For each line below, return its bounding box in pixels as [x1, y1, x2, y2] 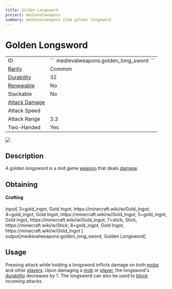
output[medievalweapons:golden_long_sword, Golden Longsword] [5, 233, 146, 239]
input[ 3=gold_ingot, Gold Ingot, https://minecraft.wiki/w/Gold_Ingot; [5, 206, 150, 212]
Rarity [8, 65, 22, 72]
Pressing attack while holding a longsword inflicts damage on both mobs [5, 261, 159, 267]
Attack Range [8, 115, 41, 123]
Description [5, 151, 44, 160]
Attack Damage [8, 99, 45, 106]
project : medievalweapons [5, 12, 61, 17]
